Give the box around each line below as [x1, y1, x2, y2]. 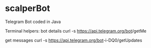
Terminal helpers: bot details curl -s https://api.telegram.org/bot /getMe [5, 28, 147, 34]
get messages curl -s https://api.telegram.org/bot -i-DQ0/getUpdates [5, 37, 142, 43]
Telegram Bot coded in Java [5, 19, 61, 24]
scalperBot [5, 3, 50, 14]
